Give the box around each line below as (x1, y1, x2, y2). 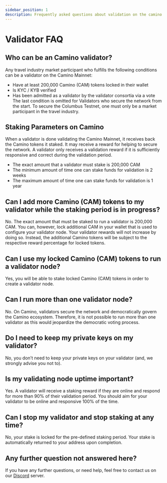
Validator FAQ (5, 34, 63, 45)
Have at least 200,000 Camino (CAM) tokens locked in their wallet (12, 82, 148, 88)
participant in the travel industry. (12, 108, 79, 114)
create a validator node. (5, 281, 54, 287)
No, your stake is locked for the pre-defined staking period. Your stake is (5, 434, 155, 440)
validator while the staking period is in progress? (5, 205, 160, 214)
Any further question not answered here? (5, 454, 137, 462)
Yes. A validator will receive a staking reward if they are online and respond (5, 388, 160, 394)
